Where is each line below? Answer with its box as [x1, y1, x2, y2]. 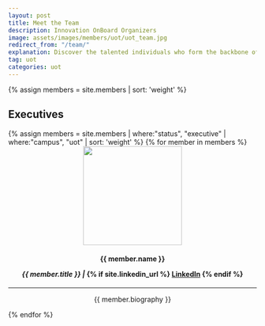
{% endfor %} [8, 309, 54, 319]
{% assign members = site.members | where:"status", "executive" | [8, 128, 226, 138]
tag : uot [8, 56, 37, 64]
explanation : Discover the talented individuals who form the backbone [8, 48, 248, 56]
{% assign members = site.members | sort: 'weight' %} [8, 85, 187, 94]
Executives [8, 108, 65, 121]
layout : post [8, 11, 51, 20]
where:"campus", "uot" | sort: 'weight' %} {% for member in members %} [8, 137, 248, 146]
